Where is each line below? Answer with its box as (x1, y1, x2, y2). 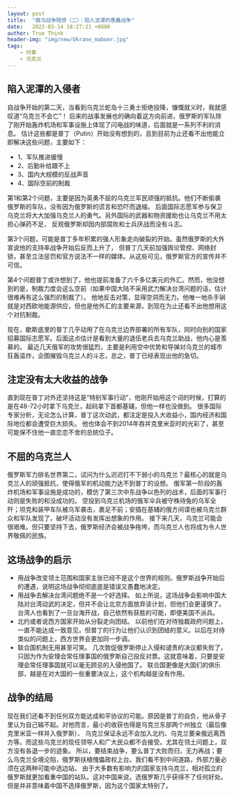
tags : (7, 43, 23, 49)
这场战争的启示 (7, 553, 72, 565)
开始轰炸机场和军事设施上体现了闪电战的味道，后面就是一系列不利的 (19, 120, 214, 129)
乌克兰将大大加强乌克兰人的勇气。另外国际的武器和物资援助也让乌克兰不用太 (7, 211, 227, 220)
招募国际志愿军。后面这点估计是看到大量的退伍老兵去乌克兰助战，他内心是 (7, 334, 221, 342)
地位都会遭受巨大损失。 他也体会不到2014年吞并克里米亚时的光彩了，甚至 (13, 420, 225, 428)
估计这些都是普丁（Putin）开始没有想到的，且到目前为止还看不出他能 (20, 129, 219, 137)
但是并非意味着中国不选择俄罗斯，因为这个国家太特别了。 (7, 781, 172, 790)
